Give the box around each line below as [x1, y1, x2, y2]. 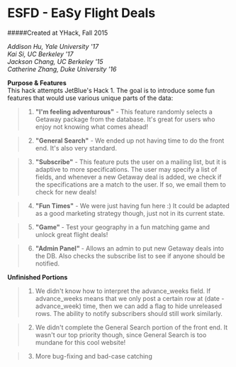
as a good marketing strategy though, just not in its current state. [35, 209, 225, 217]
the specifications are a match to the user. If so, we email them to [35, 180, 227, 189]
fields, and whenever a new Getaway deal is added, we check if [35, 172, 222, 181]
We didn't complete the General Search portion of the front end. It [35, 323, 228, 332]
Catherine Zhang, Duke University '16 [7, 65, 117, 73]
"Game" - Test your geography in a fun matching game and [35, 222, 210, 231]
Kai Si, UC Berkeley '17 [7, 50, 74, 58]
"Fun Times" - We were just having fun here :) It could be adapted [35, 201, 230, 210]
